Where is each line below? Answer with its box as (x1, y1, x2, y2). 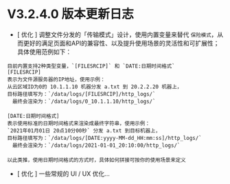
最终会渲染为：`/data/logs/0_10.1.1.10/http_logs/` (12, 98, 156, 105)
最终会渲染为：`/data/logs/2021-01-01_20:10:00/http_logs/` (12, 142, 181, 149)
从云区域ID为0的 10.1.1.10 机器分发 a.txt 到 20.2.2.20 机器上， (7, 83, 183, 90)
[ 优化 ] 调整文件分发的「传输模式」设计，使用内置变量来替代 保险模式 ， (16, 30, 218, 39)
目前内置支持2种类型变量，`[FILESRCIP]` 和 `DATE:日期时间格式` (7, 63, 175, 70)
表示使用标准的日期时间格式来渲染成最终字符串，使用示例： (7, 120, 150, 127)
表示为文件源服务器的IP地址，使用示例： (7, 76, 106, 83)
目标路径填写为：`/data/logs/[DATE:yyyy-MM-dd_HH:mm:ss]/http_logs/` (7, 134, 203, 141)
